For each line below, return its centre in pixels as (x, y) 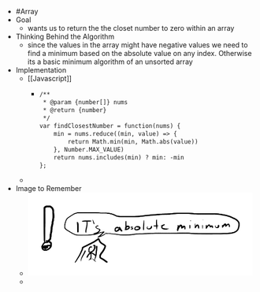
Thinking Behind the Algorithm (65, 36)
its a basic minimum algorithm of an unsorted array (110, 62)
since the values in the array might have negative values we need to (137, 45)
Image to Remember (48, 188)
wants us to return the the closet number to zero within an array (131, 28)
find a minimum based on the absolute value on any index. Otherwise (139, 53)
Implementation (41, 70)
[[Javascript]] (50, 79)
